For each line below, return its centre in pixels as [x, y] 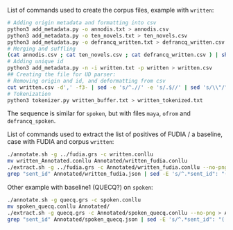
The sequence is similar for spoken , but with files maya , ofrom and [99, 113]
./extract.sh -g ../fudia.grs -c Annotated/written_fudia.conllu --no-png [118, 167]
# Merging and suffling [42, 49]
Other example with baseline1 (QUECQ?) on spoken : [80, 187]
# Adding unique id [35, 62]
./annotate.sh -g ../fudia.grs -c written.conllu [80, 155]
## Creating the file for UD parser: [62, 74]
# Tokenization [29, 94]
